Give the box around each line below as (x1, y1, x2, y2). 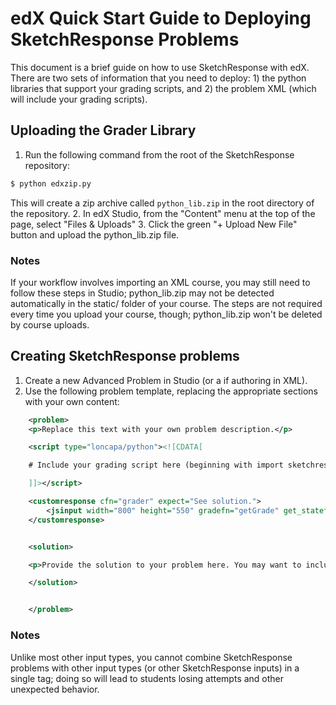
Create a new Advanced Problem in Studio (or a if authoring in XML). (24, 374, 308, 386)
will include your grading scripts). (10, 93, 148, 105)
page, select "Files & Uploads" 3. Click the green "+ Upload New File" (10, 218, 298, 230)
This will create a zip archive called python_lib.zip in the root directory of (10, 197, 315, 209)
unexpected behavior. (10, 683, 100, 695)
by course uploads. (10, 318, 90, 331)
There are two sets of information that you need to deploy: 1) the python (10, 72, 307, 84)
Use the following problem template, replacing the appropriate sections (24, 385, 318, 397)
